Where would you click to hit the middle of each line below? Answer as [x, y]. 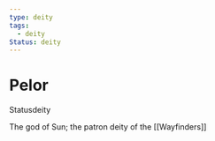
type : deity [31, 17]
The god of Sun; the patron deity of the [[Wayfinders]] [108, 127]
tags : [19, 26]
